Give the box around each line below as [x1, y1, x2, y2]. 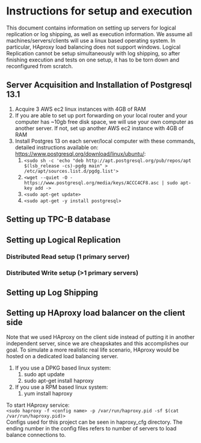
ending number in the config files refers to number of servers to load [6, 424, 177, 432]
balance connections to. [6, 431, 66, 438]
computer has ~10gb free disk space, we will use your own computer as [14, 118, 194, 125]
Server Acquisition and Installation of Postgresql [6, 80, 193, 90]
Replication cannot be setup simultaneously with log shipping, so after [6, 49, 181, 57]
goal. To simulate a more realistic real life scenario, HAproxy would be [6, 346, 179, 353]
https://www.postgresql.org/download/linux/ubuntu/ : [14, 150, 146, 157]
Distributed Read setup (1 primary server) [6, 253, 130, 261]
